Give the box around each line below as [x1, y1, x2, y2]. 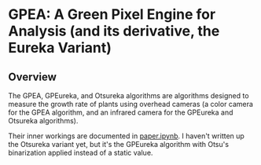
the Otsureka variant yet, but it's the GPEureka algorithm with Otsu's [8, 140, 230, 148]
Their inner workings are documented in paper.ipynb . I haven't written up [8, 131, 245, 141]
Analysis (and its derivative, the [8, 22, 220, 40]
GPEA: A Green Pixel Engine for [8, 5, 216, 24]
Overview [8, 70, 57, 83]
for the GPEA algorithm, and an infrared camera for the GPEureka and [8, 108, 233, 117]
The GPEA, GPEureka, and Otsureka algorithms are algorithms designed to [8, 91, 249, 100]
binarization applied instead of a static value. [8, 148, 153, 157]
